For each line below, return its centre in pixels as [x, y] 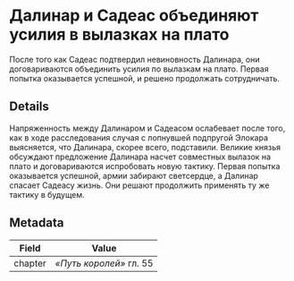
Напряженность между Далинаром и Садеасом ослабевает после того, [147, 128]
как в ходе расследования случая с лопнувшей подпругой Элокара [139, 137]
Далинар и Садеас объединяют [134, 16]
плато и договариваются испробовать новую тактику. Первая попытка [145, 166]
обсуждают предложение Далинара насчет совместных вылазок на [140, 157]
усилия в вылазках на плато [119, 34]
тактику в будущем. [47, 194]
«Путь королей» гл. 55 [104, 263]
